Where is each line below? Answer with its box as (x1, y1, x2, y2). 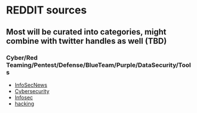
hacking (14, 100, 34, 107)
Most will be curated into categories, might (6, 27, 166, 37)
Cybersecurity (14, 87, 50, 94)
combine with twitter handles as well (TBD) (6, 36, 167, 46)
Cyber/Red (6, 53, 38, 61)
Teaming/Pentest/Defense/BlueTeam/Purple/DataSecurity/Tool (6, 61, 191, 69)
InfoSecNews (14, 81, 48, 88)
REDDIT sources (6, 4, 87, 17)
